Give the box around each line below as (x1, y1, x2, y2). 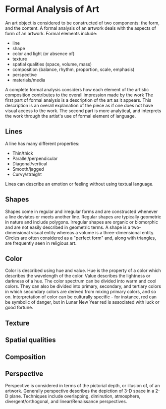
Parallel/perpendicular (12, 155, 58, 161)
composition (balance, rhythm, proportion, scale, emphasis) (12, 66, 135, 72)
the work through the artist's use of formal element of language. (5, 113, 136, 119)
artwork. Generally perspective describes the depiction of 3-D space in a (5, 388, 155, 394)
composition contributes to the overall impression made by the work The (5, 92, 154, 98)
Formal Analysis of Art (5, 3, 100, 15)
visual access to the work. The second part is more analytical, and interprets (5, 108, 162, 114)
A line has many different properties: (5, 140, 80, 146)
